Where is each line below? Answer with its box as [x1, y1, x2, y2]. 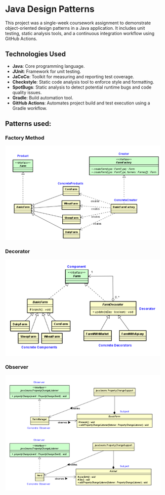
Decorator [5, 247, 30, 254]
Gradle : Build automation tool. [12, 95, 73, 100]
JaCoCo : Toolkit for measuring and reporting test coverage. [12, 73, 134, 80]
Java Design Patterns [5, 3, 95, 15]
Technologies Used [5, 50, 66, 58]
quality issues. [12, 89, 42, 95]
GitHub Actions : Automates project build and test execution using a [12, 100, 151, 106]
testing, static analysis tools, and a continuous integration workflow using [5, 30, 155, 36]
